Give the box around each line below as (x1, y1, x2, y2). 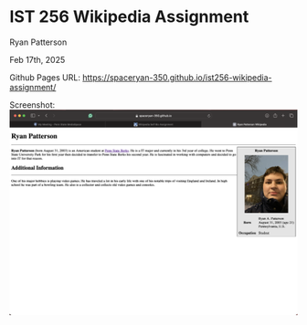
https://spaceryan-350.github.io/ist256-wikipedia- (81, 71, 272, 83)
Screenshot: (9, 99, 56, 110)
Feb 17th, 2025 (9, 54, 66, 65)
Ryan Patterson (9, 37, 68, 47)
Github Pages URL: (9, 71, 80, 83)
